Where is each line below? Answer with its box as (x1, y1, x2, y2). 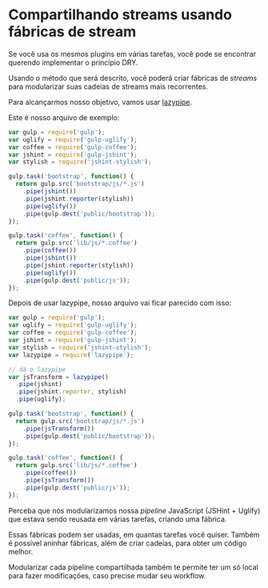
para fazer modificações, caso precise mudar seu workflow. (8, 570, 206, 580)
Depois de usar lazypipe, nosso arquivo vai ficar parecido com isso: (8, 298, 232, 308)
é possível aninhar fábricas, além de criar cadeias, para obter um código (8, 538, 247, 548)
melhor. (8, 546, 34, 556)
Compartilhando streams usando (8, 6, 232, 24)
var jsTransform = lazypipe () (8, 373, 110, 381)
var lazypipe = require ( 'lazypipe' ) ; (8, 351, 134, 359)
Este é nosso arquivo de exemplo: (8, 112, 120, 122)
